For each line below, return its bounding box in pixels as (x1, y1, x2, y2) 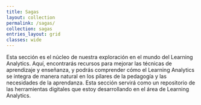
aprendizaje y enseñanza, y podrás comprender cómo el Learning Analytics (6, 66, 195, 73)
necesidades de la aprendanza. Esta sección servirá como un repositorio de (6, 79, 196, 86)
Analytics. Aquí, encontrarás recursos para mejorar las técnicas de (6, 60, 172, 67)
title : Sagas (6, 8, 39, 15)
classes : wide (6, 37, 42, 43)
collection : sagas (6, 25, 53, 32)
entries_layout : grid (6, 31, 61, 37)
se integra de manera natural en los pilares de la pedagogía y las (6, 73, 167, 80)
